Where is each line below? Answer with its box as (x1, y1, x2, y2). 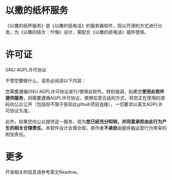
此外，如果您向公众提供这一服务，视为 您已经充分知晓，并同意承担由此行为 (5, 118, 162, 124)
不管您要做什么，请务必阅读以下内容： (5, 77, 86, 83)
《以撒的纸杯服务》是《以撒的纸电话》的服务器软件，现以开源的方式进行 (5, 22, 158, 29)
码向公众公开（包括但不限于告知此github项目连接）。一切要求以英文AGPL (5, 101, 159, 107)
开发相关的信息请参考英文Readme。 (5, 169, 81, 175)
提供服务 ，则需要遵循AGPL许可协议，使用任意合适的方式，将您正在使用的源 (5, 95, 165, 101)
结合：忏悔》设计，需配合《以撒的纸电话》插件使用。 (36, 29, 149, 35)
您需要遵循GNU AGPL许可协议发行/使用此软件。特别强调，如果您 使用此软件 (5, 88, 165, 95)
